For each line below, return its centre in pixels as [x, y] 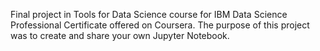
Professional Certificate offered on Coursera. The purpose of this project [160, 25]
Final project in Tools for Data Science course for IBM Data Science [149, 14]
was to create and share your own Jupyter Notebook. [120, 35]
